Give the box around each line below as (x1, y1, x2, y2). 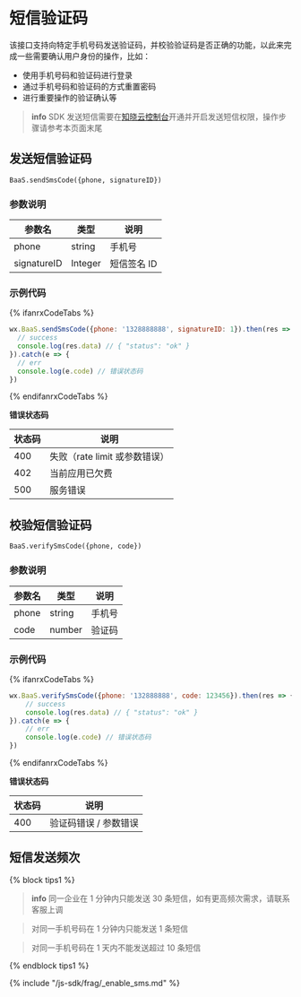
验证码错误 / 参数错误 (49, 817, 139, 829)
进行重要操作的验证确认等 (21, 91, 117, 103)
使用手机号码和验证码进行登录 (21, 69, 133, 81)
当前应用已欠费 (49, 467, 114, 480)
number (49, 623, 83, 636)
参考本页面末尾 (47, 122, 103, 133)
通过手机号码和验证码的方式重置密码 (21, 81, 157, 91)
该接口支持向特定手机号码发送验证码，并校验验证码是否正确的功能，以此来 (9, 39, 284, 50)
